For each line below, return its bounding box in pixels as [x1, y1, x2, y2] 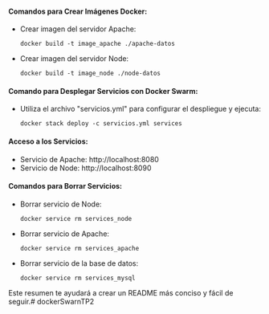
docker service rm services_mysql [19, 274, 136, 282]
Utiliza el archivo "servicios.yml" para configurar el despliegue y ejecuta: [19, 104, 262, 114]
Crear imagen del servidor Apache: [19, 24, 137, 34]
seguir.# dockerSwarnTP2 [8, 296, 95, 306]
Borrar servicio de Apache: [19, 229, 110, 239]
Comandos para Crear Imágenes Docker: [8, 6, 148, 16]
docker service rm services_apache [19, 244, 140, 252]
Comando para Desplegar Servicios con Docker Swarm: [8, 86, 198, 96]
